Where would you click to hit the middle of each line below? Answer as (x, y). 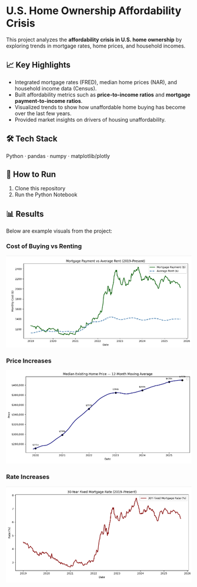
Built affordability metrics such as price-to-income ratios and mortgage (102, 95)
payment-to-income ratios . (49, 100)
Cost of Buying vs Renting (44, 246)
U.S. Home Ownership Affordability (94, 11)
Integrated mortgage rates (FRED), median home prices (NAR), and (96, 82)
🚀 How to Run (31, 174)
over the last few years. (43, 113)
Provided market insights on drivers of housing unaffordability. (90, 119)
